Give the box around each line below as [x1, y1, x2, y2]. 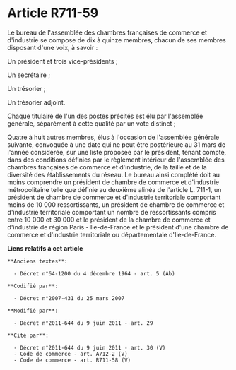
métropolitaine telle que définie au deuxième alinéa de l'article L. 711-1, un [7, 185, 222, 193]
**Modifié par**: [7, 307, 59, 314]
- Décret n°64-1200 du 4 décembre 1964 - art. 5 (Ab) [13, 270, 175, 277]
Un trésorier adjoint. [7, 97, 66, 107]
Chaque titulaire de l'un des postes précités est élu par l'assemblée [7, 112, 203, 120]
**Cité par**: [7, 332, 49, 339]
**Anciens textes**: [7, 258, 69, 265]
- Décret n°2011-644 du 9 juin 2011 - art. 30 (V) [13, 344, 166, 351]
